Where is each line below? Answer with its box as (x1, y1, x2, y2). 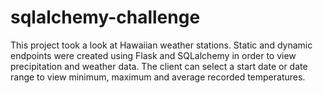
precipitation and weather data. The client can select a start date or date (10, 60, 308, 72)
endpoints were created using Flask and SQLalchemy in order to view (10, 49, 297, 61)
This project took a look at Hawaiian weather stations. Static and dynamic (10, 39, 313, 51)
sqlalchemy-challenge (10, 6, 201, 29)
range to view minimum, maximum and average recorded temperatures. (10, 71, 306, 83)
